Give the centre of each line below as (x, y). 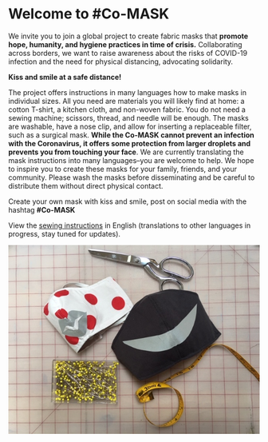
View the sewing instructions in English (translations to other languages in (130, 225)
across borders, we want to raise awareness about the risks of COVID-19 (128, 53)
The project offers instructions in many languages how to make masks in (128, 92)
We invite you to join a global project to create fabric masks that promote (128, 36)
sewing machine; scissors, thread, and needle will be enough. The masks (128, 117)
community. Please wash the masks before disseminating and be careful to (132, 177)
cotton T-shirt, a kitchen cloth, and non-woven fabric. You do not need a (127, 110)
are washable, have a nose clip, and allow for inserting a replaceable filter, (130, 126)
